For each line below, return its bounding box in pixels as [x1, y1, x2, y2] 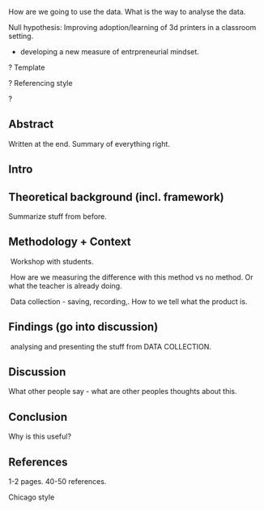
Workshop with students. [10, 256, 94, 266]
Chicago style [8, 492, 55, 502]
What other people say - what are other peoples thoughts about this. [8, 387, 237, 396]
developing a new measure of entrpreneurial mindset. [19, 47, 200, 56]
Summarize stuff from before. [8, 212, 108, 221]
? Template [8, 62, 45, 72]
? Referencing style [8, 79, 73, 88]
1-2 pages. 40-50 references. [8, 477, 107, 486]
